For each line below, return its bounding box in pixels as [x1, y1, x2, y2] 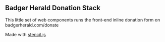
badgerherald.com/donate [5, 22, 59, 28]
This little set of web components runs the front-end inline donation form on [5, 17, 160, 22]
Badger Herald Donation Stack [5, 4, 101, 12]
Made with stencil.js [5, 31, 46, 37]
